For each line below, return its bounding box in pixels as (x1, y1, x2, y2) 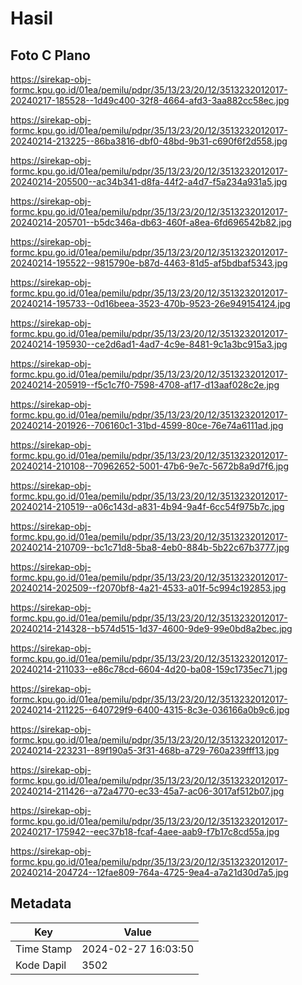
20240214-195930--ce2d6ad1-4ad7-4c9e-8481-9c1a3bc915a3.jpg (10, 338, 288, 350)
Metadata (10, 895, 72, 912)
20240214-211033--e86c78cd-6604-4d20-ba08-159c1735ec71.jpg (10, 663, 288, 675)
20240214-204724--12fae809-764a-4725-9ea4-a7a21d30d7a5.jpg (10, 867, 289, 878)
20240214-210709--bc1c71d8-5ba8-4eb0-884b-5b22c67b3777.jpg (10, 542, 290, 553)
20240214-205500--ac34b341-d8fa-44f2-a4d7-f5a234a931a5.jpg (10, 176, 288, 187)
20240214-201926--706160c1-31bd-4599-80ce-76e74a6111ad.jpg (10, 420, 284, 431)
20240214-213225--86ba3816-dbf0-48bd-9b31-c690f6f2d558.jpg (10, 135, 288, 147)
